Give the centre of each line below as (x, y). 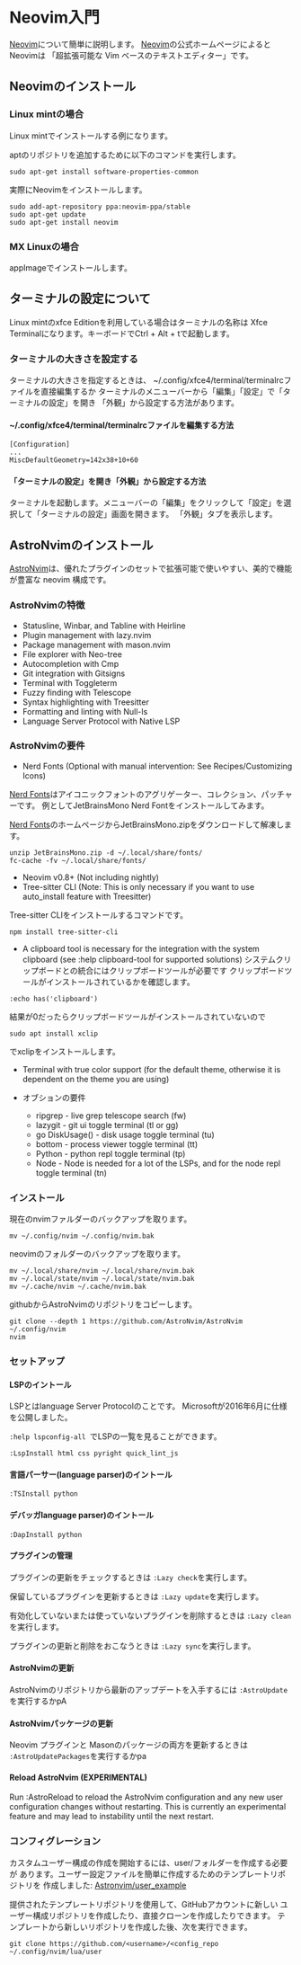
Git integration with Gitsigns (74, 673)
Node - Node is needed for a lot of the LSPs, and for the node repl (158, 1163)
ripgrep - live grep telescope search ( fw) (111, 1116)
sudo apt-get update (48, 214)
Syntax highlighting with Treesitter (86, 702)
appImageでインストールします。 (71, 267)
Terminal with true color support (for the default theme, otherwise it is (151, 1069)
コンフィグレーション (55, 1841)
